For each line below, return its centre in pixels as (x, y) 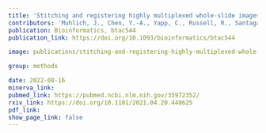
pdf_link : (25, 110)
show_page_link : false (46, 117)
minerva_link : (32, 88)
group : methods (33, 66)
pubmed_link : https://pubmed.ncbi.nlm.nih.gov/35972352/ (104, 95)
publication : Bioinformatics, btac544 (72, 30)
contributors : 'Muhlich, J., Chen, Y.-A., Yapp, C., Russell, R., (120, 23)
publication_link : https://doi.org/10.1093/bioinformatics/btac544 (122, 38)
